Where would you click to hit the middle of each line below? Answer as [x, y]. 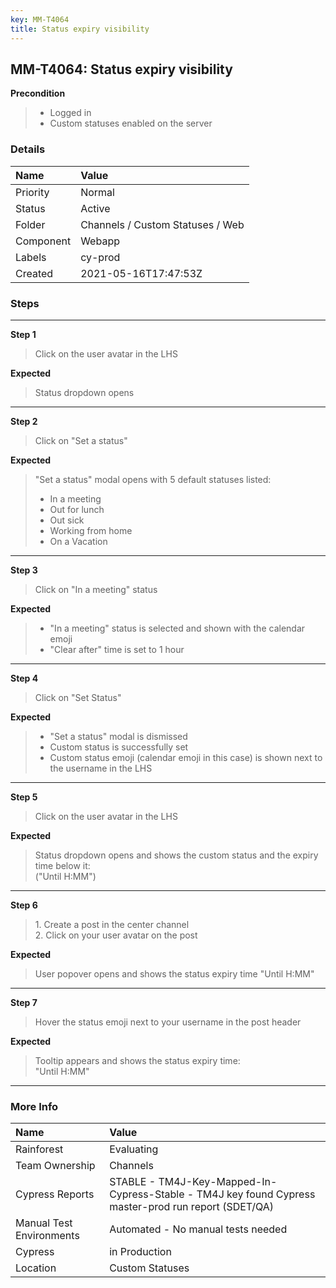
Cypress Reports [55, 1194]
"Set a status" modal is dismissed [118, 736]
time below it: [62, 865]
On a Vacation [78, 541]
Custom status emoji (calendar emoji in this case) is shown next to [186, 757]
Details [28, 149]
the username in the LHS [101, 768]
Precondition [38, 93]
